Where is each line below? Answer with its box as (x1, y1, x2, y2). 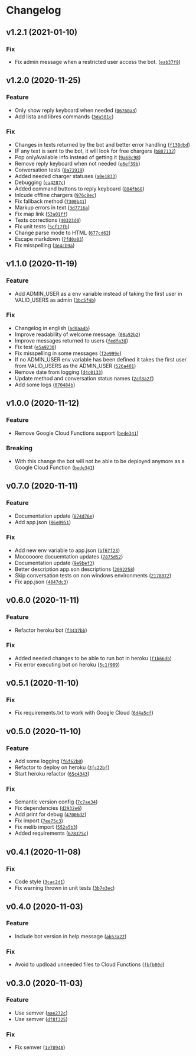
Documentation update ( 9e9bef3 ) (14, 559, 94, 566)
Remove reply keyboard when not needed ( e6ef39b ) (14, 160, 141, 167)
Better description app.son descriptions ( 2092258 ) (14, 566, 135, 573)
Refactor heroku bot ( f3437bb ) (14, 627, 87, 634)
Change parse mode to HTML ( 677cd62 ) (14, 229, 111, 236)
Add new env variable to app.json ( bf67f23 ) (14, 547, 120, 554)
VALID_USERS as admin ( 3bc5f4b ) (14, 296, 96, 303)
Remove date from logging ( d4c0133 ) (14, 368, 103, 376)
